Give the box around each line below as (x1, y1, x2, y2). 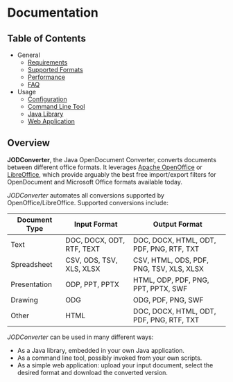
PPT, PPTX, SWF (132, 284, 188, 293)
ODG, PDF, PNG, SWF (132, 295, 204, 304)
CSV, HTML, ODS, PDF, (132, 255, 209, 265)
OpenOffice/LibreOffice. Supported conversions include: (7, 198, 169, 207)
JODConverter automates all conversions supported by (7, 191, 165, 199)
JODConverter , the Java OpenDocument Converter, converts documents (7, 155, 217, 164)
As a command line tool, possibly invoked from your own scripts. (17, 354, 202, 362)
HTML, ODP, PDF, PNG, (132, 275, 209, 285)
